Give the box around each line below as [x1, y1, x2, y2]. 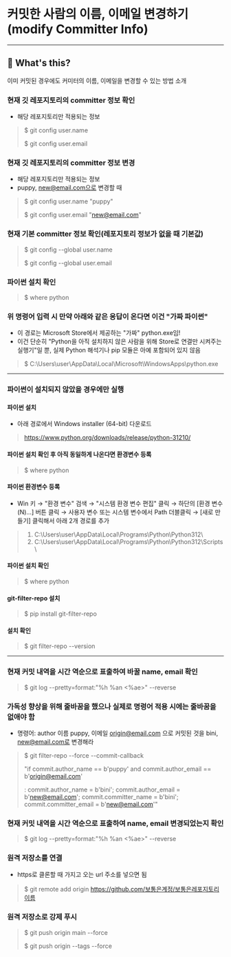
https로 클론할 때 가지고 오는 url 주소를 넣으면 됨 [16, 870, 147, 878]
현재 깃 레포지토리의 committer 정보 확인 [7, 95, 135, 105]
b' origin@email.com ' [23, 772, 83, 780]
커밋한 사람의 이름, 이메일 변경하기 [7, 6, 189, 22]
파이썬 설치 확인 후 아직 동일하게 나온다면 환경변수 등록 [7, 450, 152, 459]
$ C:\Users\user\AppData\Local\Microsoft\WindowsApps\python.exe [23, 360, 219, 368]
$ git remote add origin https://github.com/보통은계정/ [23, 885, 175, 893]
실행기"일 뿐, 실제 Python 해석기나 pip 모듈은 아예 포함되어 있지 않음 [16, 346, 201, 354]
